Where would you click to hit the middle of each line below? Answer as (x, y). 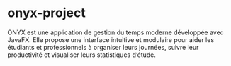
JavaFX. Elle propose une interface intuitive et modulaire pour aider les (111, 39)
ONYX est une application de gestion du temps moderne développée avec (116, 32)
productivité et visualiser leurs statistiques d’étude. (81, 55)
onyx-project (47, 13)
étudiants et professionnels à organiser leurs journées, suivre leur (103, 47)
